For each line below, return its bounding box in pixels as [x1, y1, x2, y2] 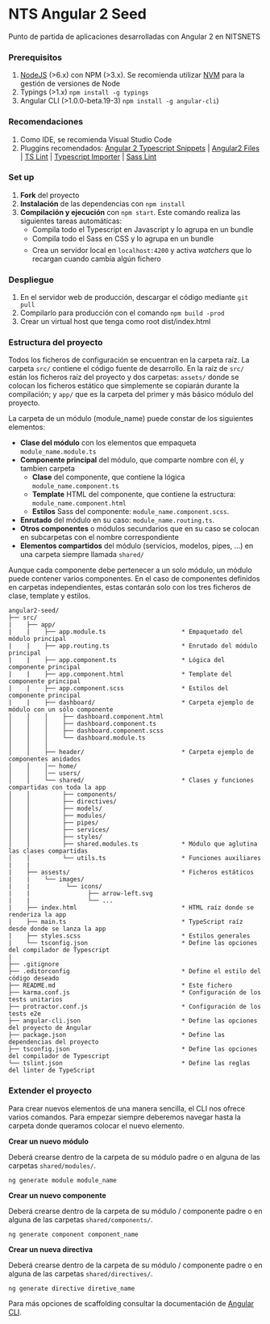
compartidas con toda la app [8, 783, 106, 792]
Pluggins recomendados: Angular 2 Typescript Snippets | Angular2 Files [19, 143, 260, 153]
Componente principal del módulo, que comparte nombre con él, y [19, 455, 244, 465]
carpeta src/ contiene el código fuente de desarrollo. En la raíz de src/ [8, 364, 244, 373]
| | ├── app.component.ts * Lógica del [8, 656, 226, 664]
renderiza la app [8, 911, 67, 919]
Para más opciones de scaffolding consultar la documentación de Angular [8, 1298, 255, 1308]
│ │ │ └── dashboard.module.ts [8, 734, 147, 742]
